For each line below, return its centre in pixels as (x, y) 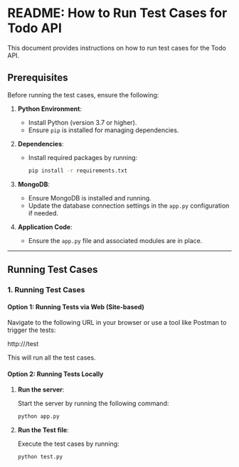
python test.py (40, 457)
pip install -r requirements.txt (78, 171)
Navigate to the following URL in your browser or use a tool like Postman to (117, 323)
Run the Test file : (43, 430)
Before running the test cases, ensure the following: (83, 95)
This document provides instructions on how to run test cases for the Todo (117, 48)
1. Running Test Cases (46, 289)
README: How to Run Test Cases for (117, 13)
